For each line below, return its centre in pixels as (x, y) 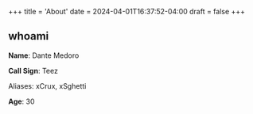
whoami (29, 36)
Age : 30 (21, 101)
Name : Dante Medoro (44, 55)
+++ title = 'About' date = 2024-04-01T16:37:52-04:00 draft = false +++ (127, 11)
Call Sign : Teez (33, 70)
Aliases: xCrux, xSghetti (47, 85)
